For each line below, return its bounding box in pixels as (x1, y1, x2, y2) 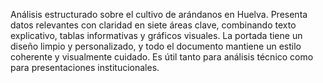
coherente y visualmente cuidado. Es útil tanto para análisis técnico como (10, 51, 314, 63)
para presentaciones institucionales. (10, 62, 160, 73)
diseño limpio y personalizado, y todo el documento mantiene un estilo (10, 40, 302, 52)
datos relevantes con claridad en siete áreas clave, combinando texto (10, 19, 297, 31)
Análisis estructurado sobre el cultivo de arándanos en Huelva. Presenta (10, 9, 308, 20)
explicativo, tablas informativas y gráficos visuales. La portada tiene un (10, 30, 303, 41)
